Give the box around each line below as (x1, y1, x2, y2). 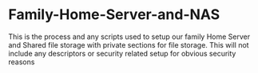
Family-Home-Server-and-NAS (8, 6, 220, 24)
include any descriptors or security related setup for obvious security (8, 48, 236, 58)
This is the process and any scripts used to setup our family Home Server (8, 32, 250, 41)
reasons (8, 57, 35, 67)
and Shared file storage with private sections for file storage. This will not (8, 40, 249, 49)
